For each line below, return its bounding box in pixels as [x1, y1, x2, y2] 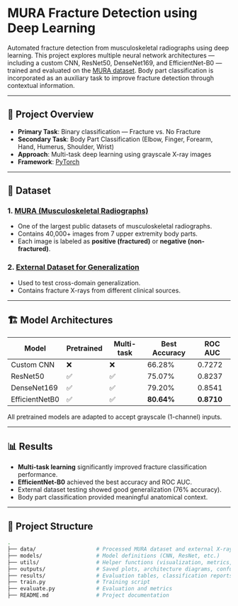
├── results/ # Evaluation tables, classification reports [7, 572, 233, 579]
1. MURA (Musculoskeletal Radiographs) [7, 206, 149, 216]
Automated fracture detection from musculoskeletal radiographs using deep [7, 43, 229, 52]
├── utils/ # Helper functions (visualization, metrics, [7, 558, 233, 566]
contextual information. [7, 81, 76, 89]
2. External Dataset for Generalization [7, 263, 140, 272]
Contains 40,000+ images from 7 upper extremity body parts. [17, 229, 198, 238]
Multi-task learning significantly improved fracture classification [17, 463, 208, 471]
